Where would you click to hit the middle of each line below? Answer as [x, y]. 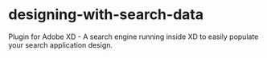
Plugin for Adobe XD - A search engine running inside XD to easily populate [133, 37]
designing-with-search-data [106, 15]
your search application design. [61, 44]
